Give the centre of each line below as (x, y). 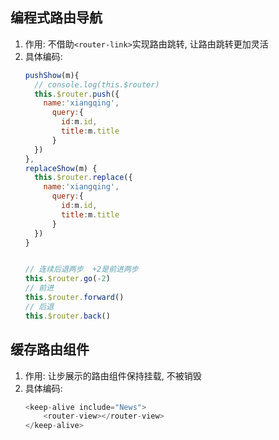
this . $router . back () (67, 316)
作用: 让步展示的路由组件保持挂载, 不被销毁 (113, 375)
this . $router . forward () (74, 298)
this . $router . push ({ (77, 94)
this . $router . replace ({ (83, 178)
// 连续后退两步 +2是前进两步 (81, 269)
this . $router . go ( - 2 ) (67, 279)
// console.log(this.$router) (97, 84)
